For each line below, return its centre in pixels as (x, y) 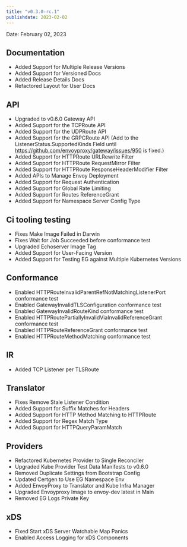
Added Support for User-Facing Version (64, 252)
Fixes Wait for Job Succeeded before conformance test (83, 240)
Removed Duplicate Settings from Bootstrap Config (77, 473)
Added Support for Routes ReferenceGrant (67, 195)
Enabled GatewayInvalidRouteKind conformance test (79, 311)
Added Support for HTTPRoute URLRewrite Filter (74, 157)
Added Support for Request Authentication (67, 182)
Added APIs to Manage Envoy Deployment (66, 176)
